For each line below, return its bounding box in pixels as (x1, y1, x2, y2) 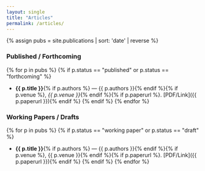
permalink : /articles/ (6, 20, 64, 26)
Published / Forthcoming (6, 53, 81, 61)
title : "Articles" (6, 15, 53, 21)
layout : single (6, 9, 45, 15)
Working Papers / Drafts (6, 112, 80, 121)
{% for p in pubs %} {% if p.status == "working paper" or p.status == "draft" (6, 126, 199, 134)
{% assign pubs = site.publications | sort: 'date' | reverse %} (6, 37, 159, 45)
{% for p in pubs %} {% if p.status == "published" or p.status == (6, 66, 170, 73)
